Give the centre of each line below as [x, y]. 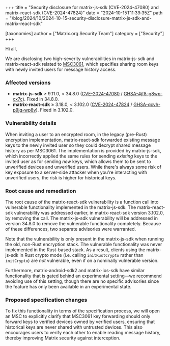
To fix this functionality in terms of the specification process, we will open [83, 311]
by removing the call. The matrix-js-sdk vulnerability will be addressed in [82, 218]
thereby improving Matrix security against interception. [63, 338]
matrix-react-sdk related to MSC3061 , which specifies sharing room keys [82, 64]
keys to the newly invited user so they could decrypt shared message [78, 145]
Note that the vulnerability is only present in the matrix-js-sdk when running [85, 238]
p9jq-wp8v [24, 110]
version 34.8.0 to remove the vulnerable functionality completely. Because [83, 223]
